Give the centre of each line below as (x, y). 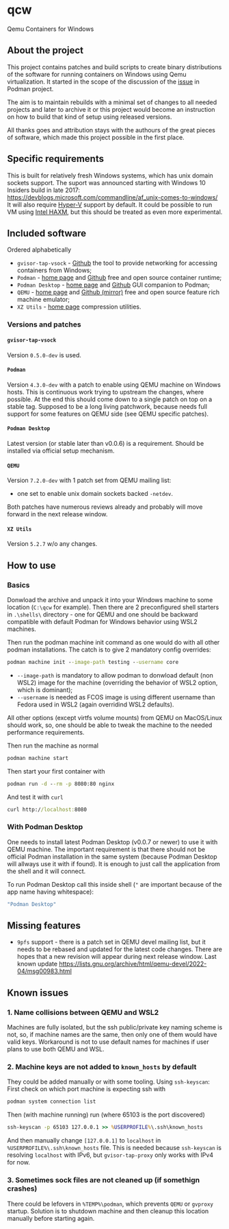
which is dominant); (45, 690)
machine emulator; (43, 300)
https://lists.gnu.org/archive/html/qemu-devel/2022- (133, 964)
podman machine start (38, 758)
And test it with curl (35, 797)
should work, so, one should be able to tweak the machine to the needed (110, 725)
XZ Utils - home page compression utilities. (79, 307)
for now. (19, 1162)
